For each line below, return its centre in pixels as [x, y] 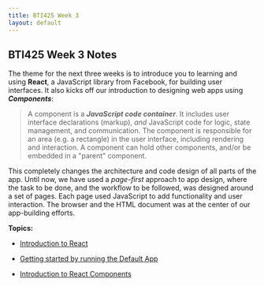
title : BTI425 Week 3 [44, 15]
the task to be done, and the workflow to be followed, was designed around [131, 188]
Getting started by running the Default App [89, 259]
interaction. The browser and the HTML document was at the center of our [129, 205]
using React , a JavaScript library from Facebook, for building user [115, 82]
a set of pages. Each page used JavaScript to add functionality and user [125, 196]
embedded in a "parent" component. [87, 156]
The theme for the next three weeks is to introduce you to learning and [123, 74]
